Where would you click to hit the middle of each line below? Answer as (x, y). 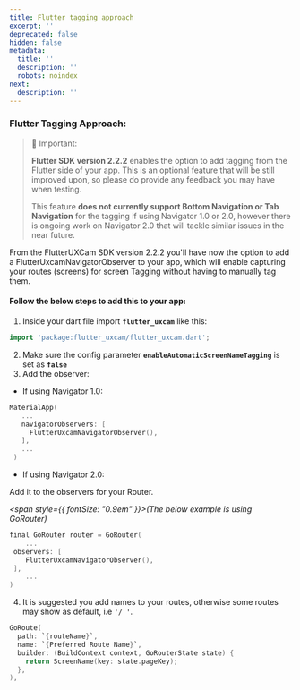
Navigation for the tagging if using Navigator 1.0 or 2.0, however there (161, 216)
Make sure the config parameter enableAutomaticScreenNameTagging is (151, 354)
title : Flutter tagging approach (72, 17)
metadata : (28, 51)
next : (19, 84)
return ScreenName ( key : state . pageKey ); (102, 661)
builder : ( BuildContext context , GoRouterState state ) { (126, 653)
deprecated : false (43, 34)
